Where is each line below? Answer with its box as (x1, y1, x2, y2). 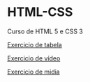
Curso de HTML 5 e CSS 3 (7, 27, 84, 35)
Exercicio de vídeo (7, 54, 61, 63)
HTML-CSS (7, 4, 73, 20)
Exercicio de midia (7, 67, 61, 76)
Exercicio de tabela (7, 40, 63, 49)
